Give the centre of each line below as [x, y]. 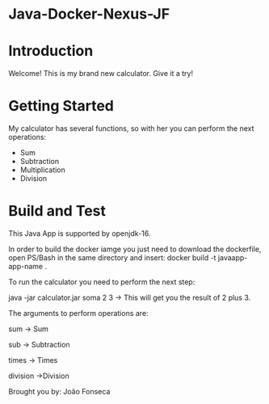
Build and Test [57, 211]
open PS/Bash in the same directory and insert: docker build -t [112, 258]
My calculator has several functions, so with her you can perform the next [131, 128]
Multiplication [43, 170]
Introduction [51, 51]
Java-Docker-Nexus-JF [89, 14]
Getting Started [61, 106]
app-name [26, 266]
